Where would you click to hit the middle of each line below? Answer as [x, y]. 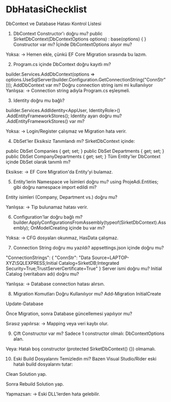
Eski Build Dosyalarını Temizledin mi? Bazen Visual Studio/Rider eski [85, 358]
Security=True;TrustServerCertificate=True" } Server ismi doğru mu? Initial [84, 268]
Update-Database [25, 304]
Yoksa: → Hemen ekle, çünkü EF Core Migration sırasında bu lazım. [76, 54]
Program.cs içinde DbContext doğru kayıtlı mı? [62, 64]
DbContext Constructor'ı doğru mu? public [58, 33]
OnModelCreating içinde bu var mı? [68, 228]
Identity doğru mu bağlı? [39, 100]
